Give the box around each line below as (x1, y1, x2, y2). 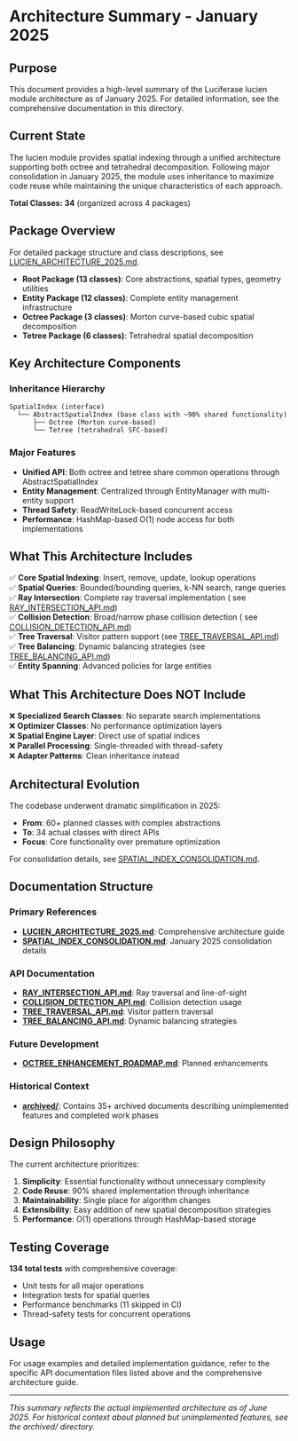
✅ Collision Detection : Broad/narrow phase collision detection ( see (9, 612, 258, 622)
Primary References (9, 906, 98, 918)
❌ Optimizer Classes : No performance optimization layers (9, 721, 223, 732)
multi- (247, 486, 271, 496)
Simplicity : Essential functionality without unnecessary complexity (21, 1176, 266, 1187)
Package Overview (9, 224, 116, 239)
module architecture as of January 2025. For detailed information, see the (9, 93, 279, 104)
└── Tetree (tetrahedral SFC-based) (32, 426, 169, 435)
